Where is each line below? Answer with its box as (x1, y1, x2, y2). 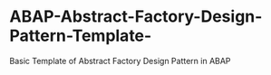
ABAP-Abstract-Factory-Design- (9, 6, 263, 27)
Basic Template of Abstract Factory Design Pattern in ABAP (9, 55, 231, 66)
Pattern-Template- (9, 25, 152, 46)
